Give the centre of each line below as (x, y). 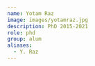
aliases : (20, 45)
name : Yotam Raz (31, 13)
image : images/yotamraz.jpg (48, 20)
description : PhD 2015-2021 (48, 26)
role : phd (21, 33)
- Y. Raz (26, 52)
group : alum (24, 39)
